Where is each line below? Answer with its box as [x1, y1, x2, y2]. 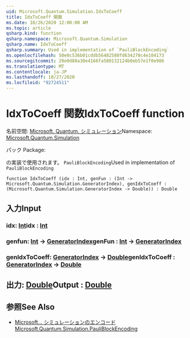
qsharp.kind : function [6, 31, 62, 37]
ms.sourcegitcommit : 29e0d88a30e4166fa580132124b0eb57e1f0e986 [6, 58, 165, 64]
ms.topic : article [6, 25, 51, 31]
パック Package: [6, 146, 46, 153]
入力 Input [6, 204, 41, 214]
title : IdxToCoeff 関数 [6, 14, 63, 20]
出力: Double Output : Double [6, 280, 112, 290]
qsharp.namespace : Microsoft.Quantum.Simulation [6, 36, 128, 42]
